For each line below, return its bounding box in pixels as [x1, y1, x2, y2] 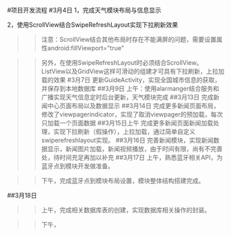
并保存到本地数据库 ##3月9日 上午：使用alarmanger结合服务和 [41, 85, 219, 92]
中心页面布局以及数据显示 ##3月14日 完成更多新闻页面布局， [47, 102, 220, 110]
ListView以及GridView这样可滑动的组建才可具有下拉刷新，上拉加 [41, 68, 225, 75]
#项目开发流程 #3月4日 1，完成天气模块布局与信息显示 [7, 6, 161, 14]
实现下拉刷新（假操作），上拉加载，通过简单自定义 [53, 127, 196, 136]
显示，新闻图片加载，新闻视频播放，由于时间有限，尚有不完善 [47, 145, 223, 153]
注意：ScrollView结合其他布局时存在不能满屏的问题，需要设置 [41, 35, 217, 43]
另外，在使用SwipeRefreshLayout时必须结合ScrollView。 [41, 59, 203, 67]
